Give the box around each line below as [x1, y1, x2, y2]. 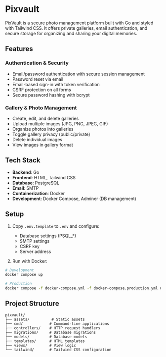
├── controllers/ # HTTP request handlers [5, 325, 100, 330]
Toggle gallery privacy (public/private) [12, 131, 90, 137]
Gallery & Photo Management [5, 104, 77, 111]
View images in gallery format [12, 142, 73, 148]
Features [5, 45, 33, 53]
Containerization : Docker [12, 190, 65, 196]
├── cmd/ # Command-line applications [5, 321, 110, 326]
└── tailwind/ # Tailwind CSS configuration [5, 347, 112, 352]
